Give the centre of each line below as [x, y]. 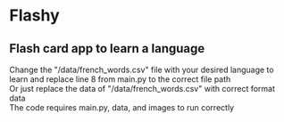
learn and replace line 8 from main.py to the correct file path [120, 79]
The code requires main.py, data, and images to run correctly [122, 107]
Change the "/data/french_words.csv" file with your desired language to [142, 69]
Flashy [34, 16]
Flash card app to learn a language [107, 49]
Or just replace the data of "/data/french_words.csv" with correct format [142, 89]
